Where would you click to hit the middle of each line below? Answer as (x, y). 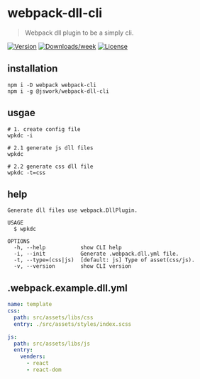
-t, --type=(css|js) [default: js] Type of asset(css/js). (104, 260)
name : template (30, 305)
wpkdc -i (20, 135)
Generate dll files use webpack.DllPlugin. (73, 210)
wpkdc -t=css (27, 172)
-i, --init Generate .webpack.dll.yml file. (96, 254)
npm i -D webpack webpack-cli (52, 85)
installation (33, 69)
